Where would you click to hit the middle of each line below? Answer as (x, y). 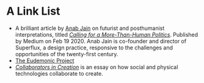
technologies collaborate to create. (59, 73)
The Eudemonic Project (45, 60)
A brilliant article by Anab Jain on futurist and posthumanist (90, 28)
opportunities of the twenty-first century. (67, 54)
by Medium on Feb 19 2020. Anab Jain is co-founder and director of (101, 41)
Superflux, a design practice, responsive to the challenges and (94, 48)
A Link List (33, 11)
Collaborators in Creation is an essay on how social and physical (97, 67)
